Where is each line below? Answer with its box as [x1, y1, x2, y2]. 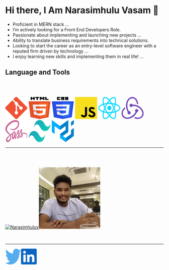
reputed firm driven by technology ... [12, 48, 89, 54]
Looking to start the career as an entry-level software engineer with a [12, 42, 156, 48]
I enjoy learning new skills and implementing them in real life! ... [12, 53, 144, 60]
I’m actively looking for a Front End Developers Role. [12, 26, 121, 32]
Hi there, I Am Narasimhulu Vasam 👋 [5, 5, 159, 16]
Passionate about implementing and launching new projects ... [12, 32, 142, 38]
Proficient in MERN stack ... [12, 21, 69, 27]
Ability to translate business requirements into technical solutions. [12, 37, 149, 43]
